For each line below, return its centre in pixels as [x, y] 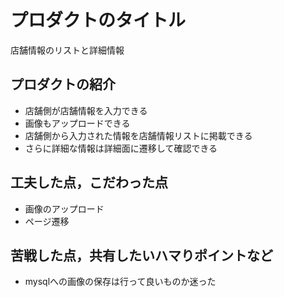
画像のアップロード [64, 208]
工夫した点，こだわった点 [89, 182]
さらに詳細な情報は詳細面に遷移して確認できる [121, 148]
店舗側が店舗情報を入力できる [86, 110]
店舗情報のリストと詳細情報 [67, 50]
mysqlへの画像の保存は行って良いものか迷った [120, 282]
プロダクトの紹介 [63, 84]
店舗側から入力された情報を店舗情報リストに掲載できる [138, 135]
